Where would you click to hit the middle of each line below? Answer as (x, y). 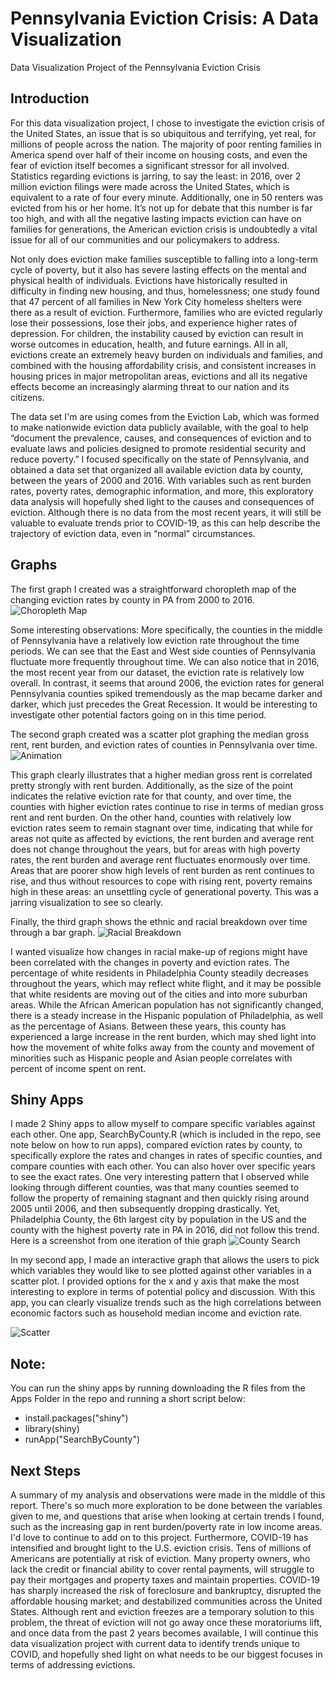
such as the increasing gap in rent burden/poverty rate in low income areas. (166, 1526)
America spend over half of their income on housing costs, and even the (159, 154)
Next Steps (45, 1470)
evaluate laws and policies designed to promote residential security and (158, 448)
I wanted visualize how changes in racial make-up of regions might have (159, 951)
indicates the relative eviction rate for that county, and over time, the (151, 796)
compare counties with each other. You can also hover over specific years (163, 1166)
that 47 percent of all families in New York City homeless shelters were (156, 301)
